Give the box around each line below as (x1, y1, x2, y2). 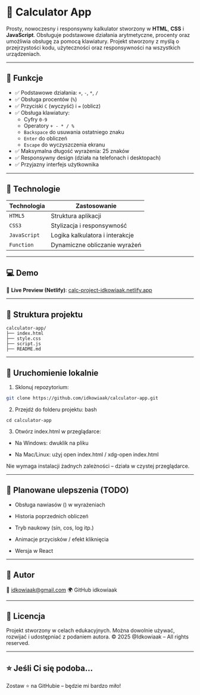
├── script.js (6, 341, 42, 347)
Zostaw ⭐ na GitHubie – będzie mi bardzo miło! (6, 683, 121, 690)
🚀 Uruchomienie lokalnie (6, 368, 99, 378)
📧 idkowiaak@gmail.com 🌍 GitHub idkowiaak (6, 586, 117, 593)
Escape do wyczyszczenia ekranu (23, 141, 105, 148)
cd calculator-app (6, 417, 52, 423)
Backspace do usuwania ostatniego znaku (23, 128, 125, 136)
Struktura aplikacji (51, 211, 101, 220)
